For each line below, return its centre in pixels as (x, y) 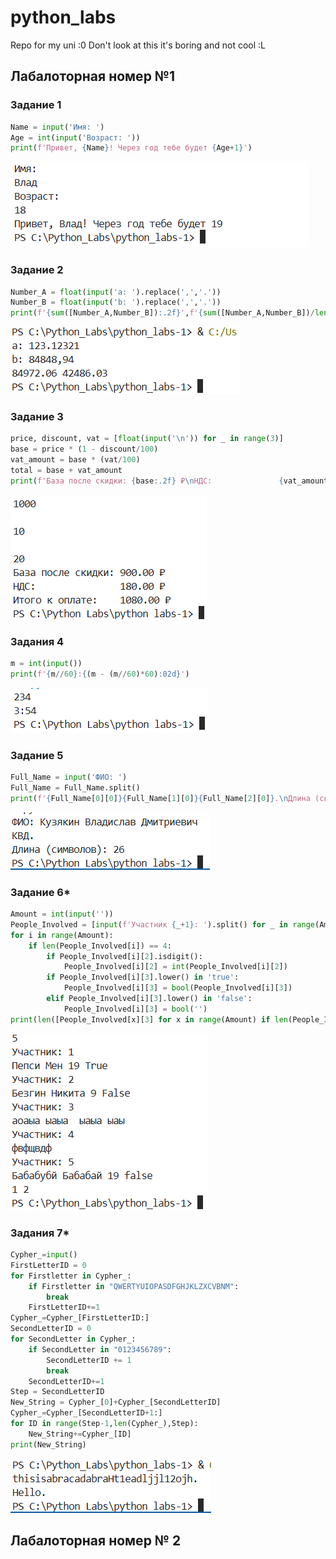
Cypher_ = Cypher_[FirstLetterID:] (80, 1318)
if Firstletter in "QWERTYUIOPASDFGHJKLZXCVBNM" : (134, 1286)
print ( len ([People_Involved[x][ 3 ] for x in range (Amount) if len (149, 1019)
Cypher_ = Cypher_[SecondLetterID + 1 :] (86, 1413)
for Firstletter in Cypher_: (71, 1276)
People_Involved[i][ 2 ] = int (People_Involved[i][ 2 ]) (175, 967)
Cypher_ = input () (44, 1255)
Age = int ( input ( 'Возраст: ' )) (75, 137)
